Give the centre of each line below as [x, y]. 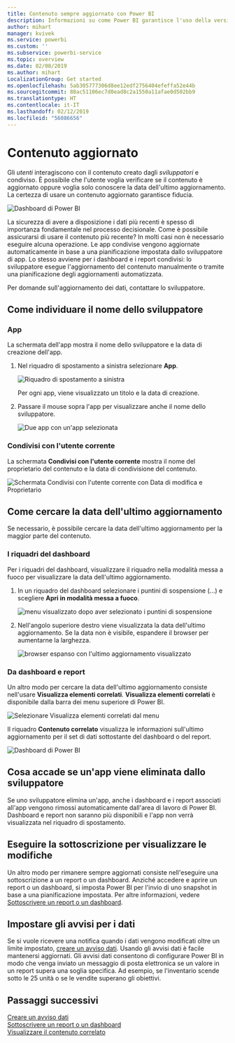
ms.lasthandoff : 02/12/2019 [48, 112]
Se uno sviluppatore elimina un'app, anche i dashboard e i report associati [114, 800]
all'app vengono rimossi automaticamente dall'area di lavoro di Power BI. [112, 807]
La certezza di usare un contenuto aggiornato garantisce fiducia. [100, 194]
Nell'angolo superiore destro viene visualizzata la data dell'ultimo [111, 625]
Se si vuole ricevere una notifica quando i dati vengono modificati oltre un [114, 941]
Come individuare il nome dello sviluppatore [105, 309]
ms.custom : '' [28, 46]
